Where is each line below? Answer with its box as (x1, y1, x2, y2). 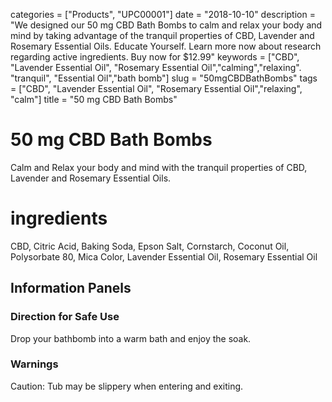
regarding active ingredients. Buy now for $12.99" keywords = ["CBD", (10, 51, 300, 63)
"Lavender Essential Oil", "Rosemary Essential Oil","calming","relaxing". (10, 62, 302, 73)
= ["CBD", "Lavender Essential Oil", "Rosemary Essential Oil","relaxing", (10, 83, 303, 94)
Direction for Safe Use (10, 310, 120, 324)
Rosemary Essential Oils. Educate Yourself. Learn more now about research (10, 40, 322, 52)
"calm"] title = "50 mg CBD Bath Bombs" (10, 94, 178, 105)
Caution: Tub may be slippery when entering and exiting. (10, 380, 244, 392)
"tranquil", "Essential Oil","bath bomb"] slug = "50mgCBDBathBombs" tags (10, 72, 318, 84)
